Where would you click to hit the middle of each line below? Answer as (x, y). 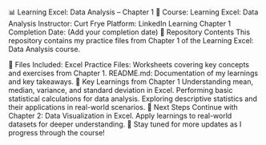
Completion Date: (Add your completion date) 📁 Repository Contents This (129, 32)
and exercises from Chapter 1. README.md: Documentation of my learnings (133, 73)
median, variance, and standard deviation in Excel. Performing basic (121, 90)
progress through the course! (57, 133)
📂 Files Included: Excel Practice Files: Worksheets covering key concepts (129, 64)
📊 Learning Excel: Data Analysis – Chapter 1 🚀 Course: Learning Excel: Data (133, 12)
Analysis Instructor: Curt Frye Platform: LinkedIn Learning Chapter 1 (119, 24)
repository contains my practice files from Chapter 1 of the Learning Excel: (131, 40)
